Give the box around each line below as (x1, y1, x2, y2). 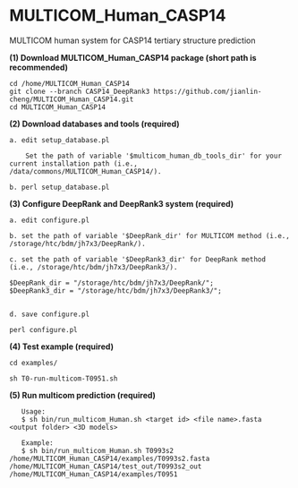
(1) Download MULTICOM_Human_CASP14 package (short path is (9, 52, 257, 63)
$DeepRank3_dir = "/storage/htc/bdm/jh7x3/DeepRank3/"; (9, 286, 222, 295)
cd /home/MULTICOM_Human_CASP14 (9, 79, 130, 88)
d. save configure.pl (9, 310, 90, 319)
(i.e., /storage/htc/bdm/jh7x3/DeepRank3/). (9, 262, 178, 271)
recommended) (9, 62, 69, 73)
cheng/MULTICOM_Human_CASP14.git (9, 95, 134, 104)
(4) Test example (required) (9, 341, 115, 352)
